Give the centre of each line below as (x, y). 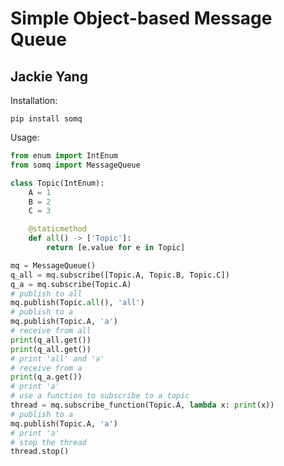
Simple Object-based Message (141, 18)
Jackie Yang (49, 76)
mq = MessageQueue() (53, 265)
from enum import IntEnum (64, 156)
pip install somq (46, 119)
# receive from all (51, 331)
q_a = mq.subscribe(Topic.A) (71, 284)
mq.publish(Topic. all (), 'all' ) (77, 303)
